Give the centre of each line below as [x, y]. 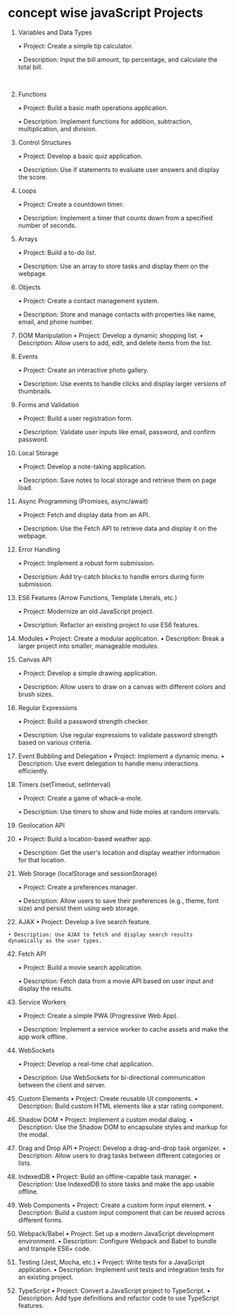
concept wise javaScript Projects [106, 13]
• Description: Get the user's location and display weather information [119, 852]
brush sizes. [36, 694]
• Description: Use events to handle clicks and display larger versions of [122, 383]
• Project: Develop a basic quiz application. [80, 156]
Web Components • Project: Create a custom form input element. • [115, 1205]
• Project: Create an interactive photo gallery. [83, 370]
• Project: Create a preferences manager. [77, 887]
